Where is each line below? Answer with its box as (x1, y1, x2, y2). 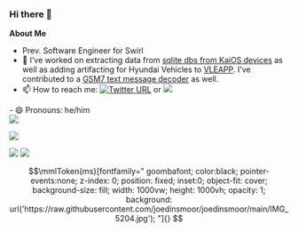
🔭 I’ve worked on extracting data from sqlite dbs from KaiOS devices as (21, 55, 284, 66)
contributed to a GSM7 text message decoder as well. (21, 74, 219, 84)
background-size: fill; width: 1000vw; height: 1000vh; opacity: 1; (32, 185, 266, 196)
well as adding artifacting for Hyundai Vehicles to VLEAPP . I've (21, 64, 251, 75)
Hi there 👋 (9, 8, 53, 20)
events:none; (30, 175, 78, 186)
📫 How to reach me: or (21, 84, 161, 95)
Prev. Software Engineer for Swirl (21, 45, 144, 56)
